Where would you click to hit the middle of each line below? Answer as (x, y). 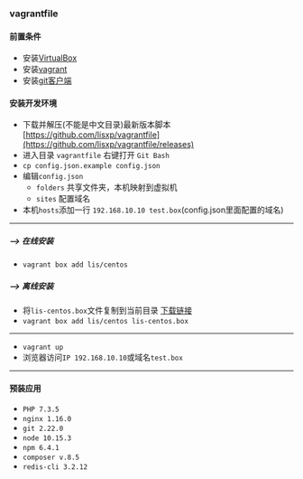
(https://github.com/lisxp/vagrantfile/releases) (108, 145)
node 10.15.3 (47, 438)
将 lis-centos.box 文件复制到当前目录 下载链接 (107, 311)
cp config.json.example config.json (91, 166)
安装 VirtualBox (50, 58)
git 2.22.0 (43, 429)
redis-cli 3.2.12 (55, 467)
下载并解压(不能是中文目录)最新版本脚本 (96, 125)
